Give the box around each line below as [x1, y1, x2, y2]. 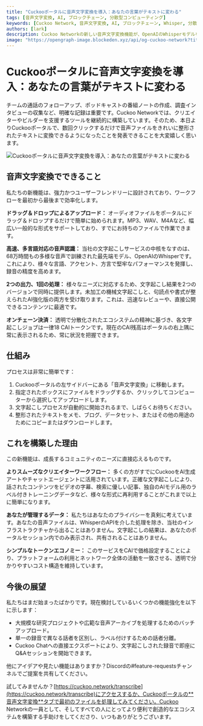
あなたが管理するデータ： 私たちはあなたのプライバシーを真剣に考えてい [6, 511, 187, 519]
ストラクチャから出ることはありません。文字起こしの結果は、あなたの [16, 527, 192, 534]
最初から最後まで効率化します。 [22, 196, 101, 204]
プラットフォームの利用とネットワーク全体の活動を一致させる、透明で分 [16, 554, 197, 562]
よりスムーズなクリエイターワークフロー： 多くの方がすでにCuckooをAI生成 [6, 468, 196, 476]
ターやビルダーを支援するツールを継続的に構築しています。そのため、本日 [6, 116, 191, 124]
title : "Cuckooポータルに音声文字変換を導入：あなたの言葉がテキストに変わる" [6, 8, 182, 15]
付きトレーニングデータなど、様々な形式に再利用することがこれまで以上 [16, 491, 197, 498]
